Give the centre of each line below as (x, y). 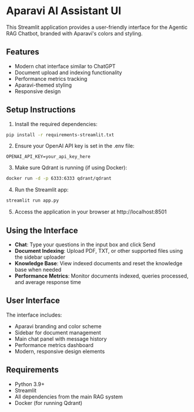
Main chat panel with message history (61, 339)
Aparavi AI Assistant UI (64, 11)
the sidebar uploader (40, 257)
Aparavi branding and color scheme (58, 326)
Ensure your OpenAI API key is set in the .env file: (74, 146)
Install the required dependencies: (56, 124)
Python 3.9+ (30, 384)
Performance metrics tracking (51, 78)
